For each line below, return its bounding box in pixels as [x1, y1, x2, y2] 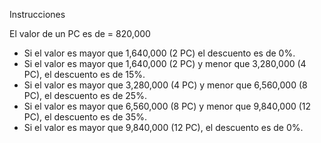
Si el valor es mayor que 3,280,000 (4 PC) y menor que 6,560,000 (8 [23, 79, 308, 91]
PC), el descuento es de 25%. [23, 90, 147, 101]
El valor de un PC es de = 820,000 [9, 28, 151, 39]
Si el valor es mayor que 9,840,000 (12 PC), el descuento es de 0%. [23, 122, 304, 133]
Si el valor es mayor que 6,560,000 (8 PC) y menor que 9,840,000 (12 [23, 100, 312, 112]
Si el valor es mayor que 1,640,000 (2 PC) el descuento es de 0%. [23, 47, 296, 59]
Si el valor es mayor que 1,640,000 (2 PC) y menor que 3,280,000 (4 [23, 58, 307, 69]
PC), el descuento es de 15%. [23, 69, 146, 80]
